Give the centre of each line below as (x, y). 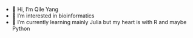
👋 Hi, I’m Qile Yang (35, 9)
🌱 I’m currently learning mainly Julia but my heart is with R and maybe (99, 22)
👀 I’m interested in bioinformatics (53, 16)
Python (21, 28)
